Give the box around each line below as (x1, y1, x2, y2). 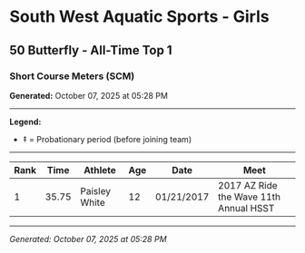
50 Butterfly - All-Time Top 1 (9, 43, 172, 58)
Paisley (80, 184, 112, 197)
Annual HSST (217, 201, 275, 214)
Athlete (84, 163, 116, 176)
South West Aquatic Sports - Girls (9, 6, 270, 27)
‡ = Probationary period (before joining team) (22, 133, 192, 144)
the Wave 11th (217, 190, 281, 203)
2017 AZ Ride (217, 179, 279, 191)
